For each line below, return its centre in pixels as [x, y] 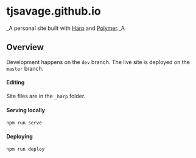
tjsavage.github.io [54, 11]
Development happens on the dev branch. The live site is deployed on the [98, 62]
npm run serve [24, 123]
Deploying [20, 136]
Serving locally [26, 110]
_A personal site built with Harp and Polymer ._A [65, 28]
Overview [25, 47]
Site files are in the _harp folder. [46, 96]
